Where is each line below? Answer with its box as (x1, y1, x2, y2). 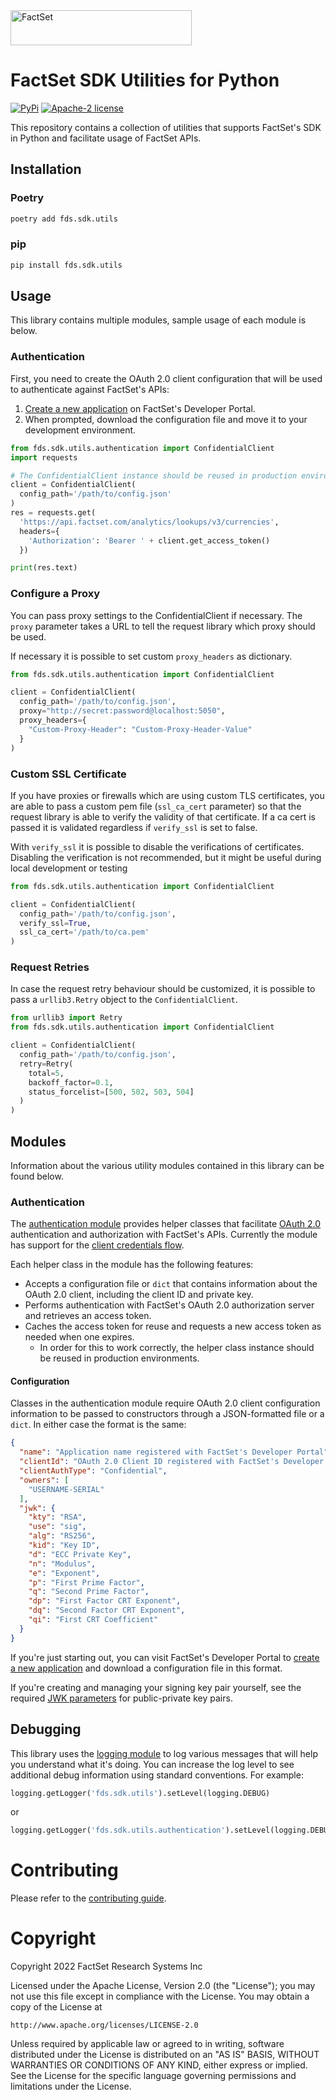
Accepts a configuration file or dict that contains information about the (24, 1278, 318, 1290)
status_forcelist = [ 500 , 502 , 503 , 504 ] (28, 1087, 195, 1097)
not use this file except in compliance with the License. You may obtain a (10, 1990, 310, 2003)
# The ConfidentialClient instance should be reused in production (10, 470, 298, 481)
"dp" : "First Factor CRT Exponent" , (28, 1596, 182, 1606)
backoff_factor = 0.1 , (28, 1077, 114, 1088)
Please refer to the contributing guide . (10, 1892, 167, 1904)
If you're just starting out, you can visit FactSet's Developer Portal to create (10, 1651, 320, 1663)
